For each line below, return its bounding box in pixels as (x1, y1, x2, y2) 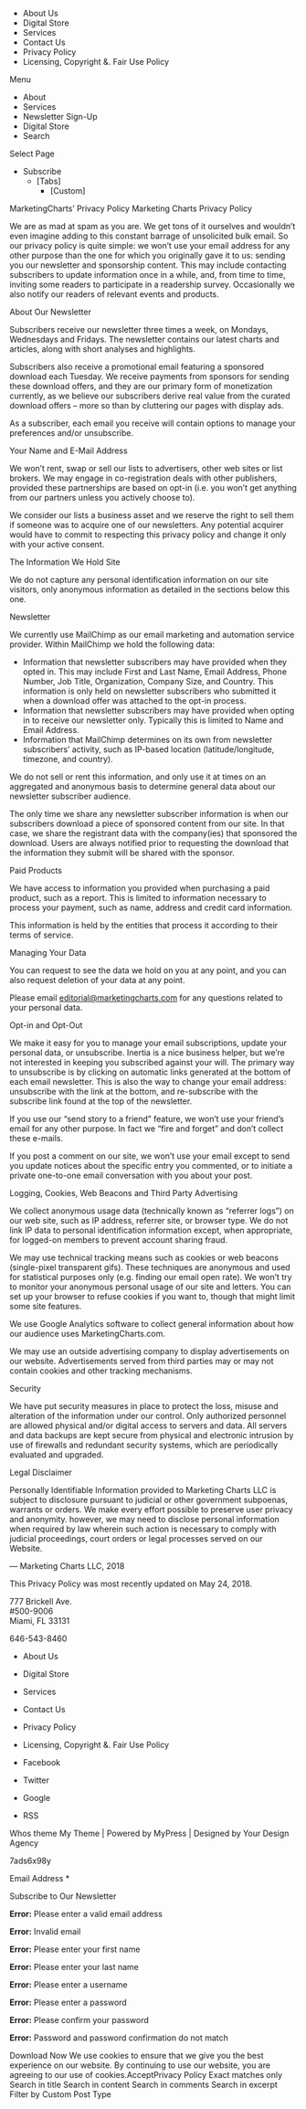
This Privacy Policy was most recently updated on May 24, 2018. (9, 1578, 253, 1589)
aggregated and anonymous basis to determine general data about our (9, 781, 276, 791)
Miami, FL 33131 (9, 1616, 70, 1626)
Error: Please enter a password (9, 1997, 128, 2008)
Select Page (9, 148, 55, 159)
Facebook (22, 1757, 61, 1767)
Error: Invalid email (9, 1926, 81, 1936)
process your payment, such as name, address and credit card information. (9, 902, 293, 913)
